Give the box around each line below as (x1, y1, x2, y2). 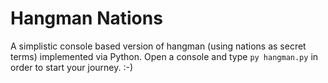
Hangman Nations (10, 7, 163, 30)
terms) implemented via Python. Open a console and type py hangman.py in (10, 50, 319, 62)
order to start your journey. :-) (10, 61, 134, 73)
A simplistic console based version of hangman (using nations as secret (10, 40, 307, 52)
